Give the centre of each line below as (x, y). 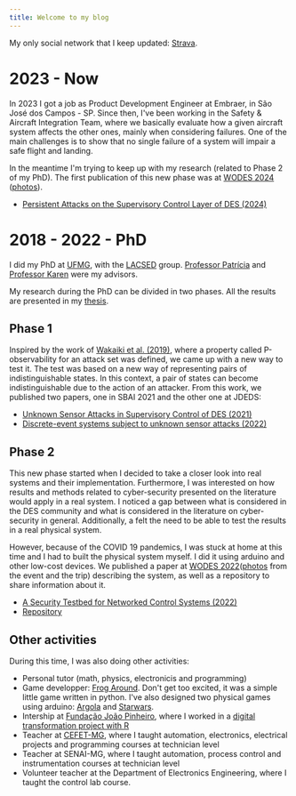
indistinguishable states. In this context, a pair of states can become (134, 378)
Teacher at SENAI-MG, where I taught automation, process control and (152, 753)
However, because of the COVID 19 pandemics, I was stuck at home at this (146, 547)
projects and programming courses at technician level (120, 744)
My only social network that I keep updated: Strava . (104, 43)
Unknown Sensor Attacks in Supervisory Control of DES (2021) (137, 414)
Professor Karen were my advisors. (73, 274)
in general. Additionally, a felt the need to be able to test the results (164, 520)
